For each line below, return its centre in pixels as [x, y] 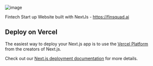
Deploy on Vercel [31, 32]
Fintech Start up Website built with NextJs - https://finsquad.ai [67, 17]
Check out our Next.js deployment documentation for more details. [71, 58]
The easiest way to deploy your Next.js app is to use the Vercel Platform [77, 44]
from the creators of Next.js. [33, 49]
